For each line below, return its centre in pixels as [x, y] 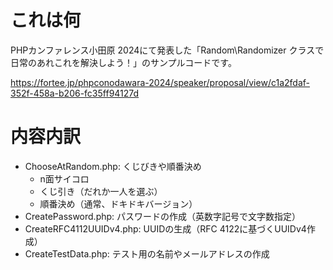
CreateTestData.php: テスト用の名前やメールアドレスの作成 [147, 253]
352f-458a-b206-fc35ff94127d [75, 93]
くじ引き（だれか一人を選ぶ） [101, 191]
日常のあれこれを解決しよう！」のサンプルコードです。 [123, 62]
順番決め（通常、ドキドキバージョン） [118, 203]
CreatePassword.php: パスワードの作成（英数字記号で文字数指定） [163, 216]
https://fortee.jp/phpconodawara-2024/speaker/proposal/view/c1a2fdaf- [160, 82]
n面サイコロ [64, 178]
